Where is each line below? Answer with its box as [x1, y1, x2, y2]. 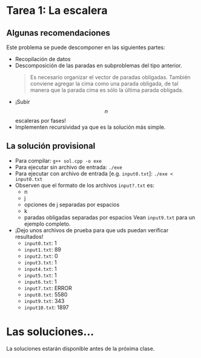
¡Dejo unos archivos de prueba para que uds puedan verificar [15, 226, 169, 233]
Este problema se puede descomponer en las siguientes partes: [6, 44, 165, 51]
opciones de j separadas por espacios [24, 201, 120, 208]
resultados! [15, 233, 44, 240]
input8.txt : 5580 [24, 291, 68, 298]
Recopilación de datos [15, 56, 71, 62]
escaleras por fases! [15, 117, 67, 124]
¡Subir [15, 98, 30, 105]
